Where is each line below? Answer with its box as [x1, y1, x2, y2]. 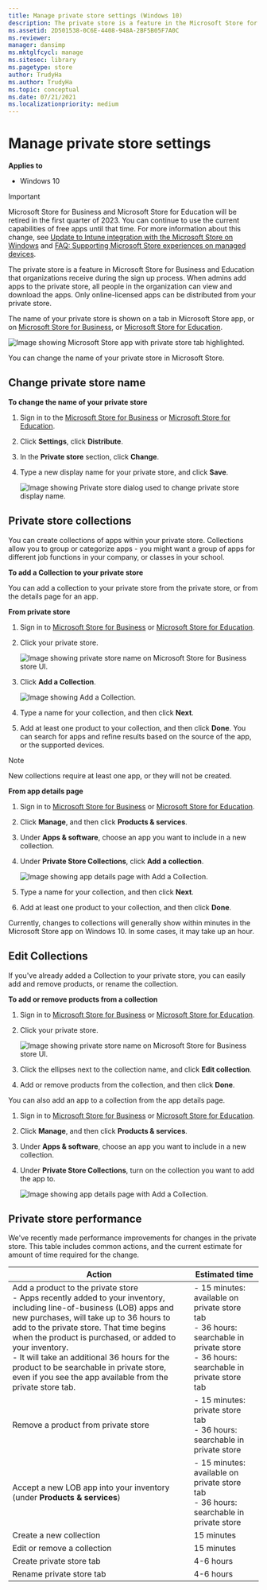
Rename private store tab [12, 1569, 106, 1580]
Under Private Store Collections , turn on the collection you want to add [19, 1165, 255, 1175]
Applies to [8, 161, 43, 171]
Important [8, 192, 41, 201]
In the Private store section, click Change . [19, 452, 160, 461]
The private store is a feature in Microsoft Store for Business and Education [8, 265, 255, 274]
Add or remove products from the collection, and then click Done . [19, 1080, 235, 1089]
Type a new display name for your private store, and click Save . [19, 467, 229, 477]
